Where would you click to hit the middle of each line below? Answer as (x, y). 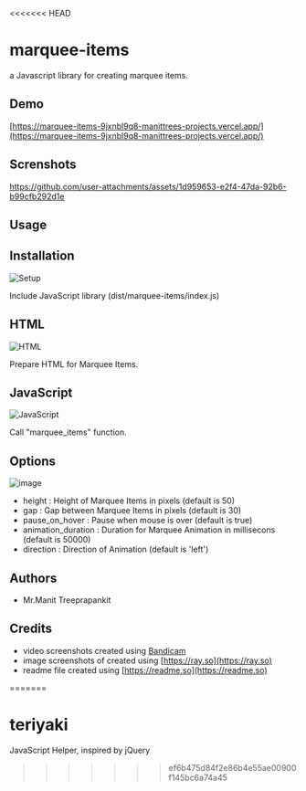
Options (33, 461)
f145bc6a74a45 (198, 777)
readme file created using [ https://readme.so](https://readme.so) (145, 670)
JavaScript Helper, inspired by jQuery (80, 750)
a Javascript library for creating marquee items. (99, 75)
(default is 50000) (57, 540)
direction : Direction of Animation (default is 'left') (116, 549)
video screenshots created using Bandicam (104, 650)
